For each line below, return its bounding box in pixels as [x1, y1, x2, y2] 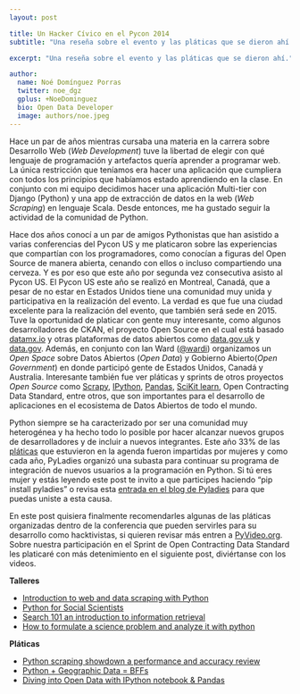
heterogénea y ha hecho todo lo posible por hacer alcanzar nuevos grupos [9, 426, 285, 438]
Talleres [9, 575, 40, 586]
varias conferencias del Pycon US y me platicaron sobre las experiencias [9, 238, 278, 249]
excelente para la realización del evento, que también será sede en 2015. [9, 305, 278, 315]
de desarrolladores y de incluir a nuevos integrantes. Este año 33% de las [9, 436, 281, 447]
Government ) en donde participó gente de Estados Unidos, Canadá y [9, 362, 263, 372]
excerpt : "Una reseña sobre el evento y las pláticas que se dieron [9, 54, 270, 63]
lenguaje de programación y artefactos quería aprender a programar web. [9, 155, 281, 165]
